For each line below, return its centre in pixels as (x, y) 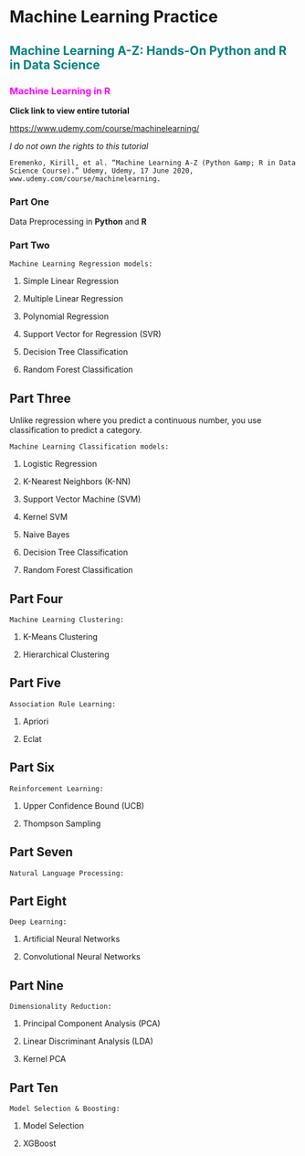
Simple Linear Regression (71, 281)
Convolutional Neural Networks (82, 957)
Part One (30, 201)
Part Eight (38, 901)
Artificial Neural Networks (71, 939)
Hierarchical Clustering (66, 654)
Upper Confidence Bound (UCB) (83, 805)
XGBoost (39, 1143)
